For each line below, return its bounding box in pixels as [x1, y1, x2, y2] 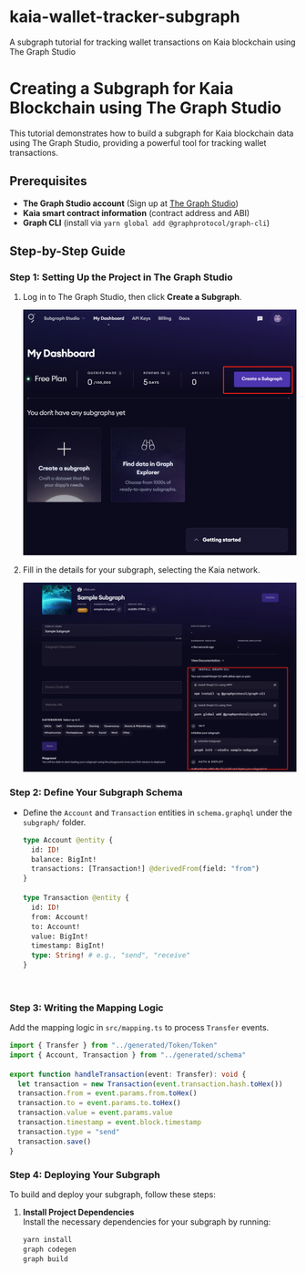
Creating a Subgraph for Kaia [9, 78, 234, 99]
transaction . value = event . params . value [17, 1108, 173, 1118]
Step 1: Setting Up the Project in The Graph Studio [9, 271, 233, 284]
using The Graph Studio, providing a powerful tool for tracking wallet [9, 137, 267, 148]
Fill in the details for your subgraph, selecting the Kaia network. [22, 564, 261, 575]
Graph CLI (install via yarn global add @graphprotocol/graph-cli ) [22, 217, 270, 228]
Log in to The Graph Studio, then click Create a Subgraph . [22, 292, 242, 303]
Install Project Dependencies [22, 1206, 135, 1217]
